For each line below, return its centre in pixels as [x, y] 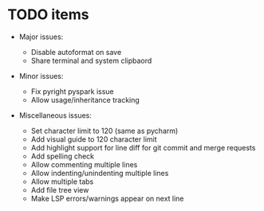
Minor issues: [41, 76]
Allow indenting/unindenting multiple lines [100, 173]
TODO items [48, 15]
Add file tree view [60, 190]
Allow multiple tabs [62, 182]
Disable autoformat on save [76, 52]
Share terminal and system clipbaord [91, 61]
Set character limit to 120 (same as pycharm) [104, 131]
